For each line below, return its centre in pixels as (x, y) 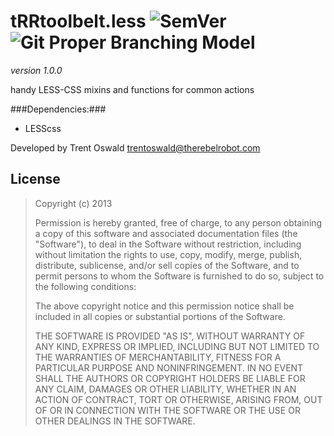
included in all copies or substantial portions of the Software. (160, 316)
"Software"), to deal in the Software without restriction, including (168, 244)
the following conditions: (85, 286)
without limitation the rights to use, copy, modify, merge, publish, (168, 254)
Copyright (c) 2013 (73, 203)
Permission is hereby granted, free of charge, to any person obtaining (178, 222)
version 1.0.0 (36, 70)
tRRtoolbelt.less (78, 21)
